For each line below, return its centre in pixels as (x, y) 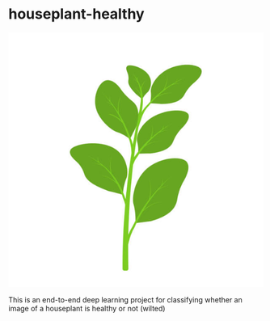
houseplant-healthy (76, 14)
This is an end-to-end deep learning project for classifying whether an (125, 299)
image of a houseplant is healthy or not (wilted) (87, 308)
